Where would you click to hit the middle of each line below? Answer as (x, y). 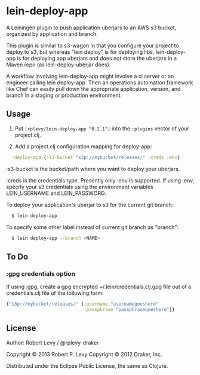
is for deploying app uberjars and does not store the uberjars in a (97, 58)
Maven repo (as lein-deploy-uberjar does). (59, 65)
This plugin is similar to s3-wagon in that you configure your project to (93, 45)
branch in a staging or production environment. (64, 95)
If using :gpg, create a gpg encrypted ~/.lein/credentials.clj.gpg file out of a (99, 287)
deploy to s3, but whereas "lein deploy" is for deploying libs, (80, 51)
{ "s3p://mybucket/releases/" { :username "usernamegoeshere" (83, 304)
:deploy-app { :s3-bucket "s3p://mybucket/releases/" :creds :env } (96, 157)
